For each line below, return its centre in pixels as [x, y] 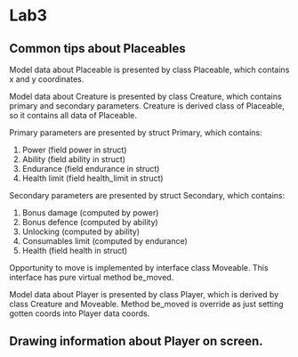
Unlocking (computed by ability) [81, 231]
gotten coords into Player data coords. [80, 313]
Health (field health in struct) [75, 251]
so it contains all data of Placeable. [73, 115]
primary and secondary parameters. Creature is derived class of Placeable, [147, 106]
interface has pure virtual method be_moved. [92, 277]
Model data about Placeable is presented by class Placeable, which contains [149, 69]
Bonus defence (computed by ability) [90, 222]
